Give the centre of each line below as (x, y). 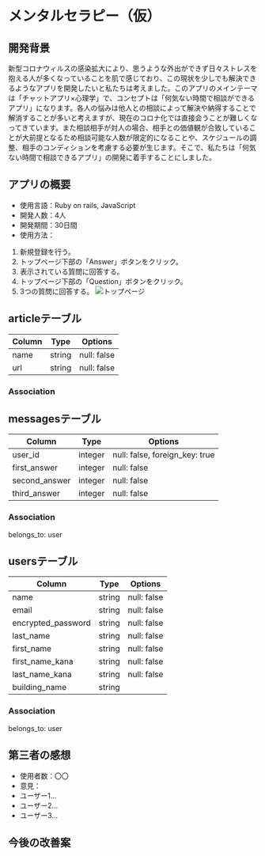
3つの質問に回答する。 (57, 291)
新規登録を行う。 (47, 252)
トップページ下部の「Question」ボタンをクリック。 (103, 281)
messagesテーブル (55, 419)
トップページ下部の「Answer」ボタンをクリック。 (101, 261)
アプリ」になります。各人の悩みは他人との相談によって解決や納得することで (132, 108)
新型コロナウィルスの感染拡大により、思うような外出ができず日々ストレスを (133, 68)
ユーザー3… (38, 815)
